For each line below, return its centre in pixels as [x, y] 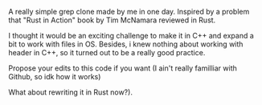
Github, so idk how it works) [55, 77]
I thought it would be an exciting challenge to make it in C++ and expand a [131, 36]
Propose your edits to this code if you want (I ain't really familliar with [123, 68]
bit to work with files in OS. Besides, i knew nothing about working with [126, 44]
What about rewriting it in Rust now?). [70, 92]
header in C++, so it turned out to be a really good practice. [107, 52]
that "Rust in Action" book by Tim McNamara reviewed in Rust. [112, 20]
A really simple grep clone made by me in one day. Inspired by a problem [129, 12]
